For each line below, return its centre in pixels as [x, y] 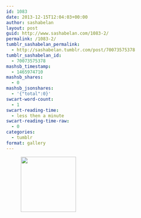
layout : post [22, 28]
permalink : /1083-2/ [31, 39]
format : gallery [26, 143]
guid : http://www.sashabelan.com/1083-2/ [58, 34]
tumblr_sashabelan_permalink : [43, 45]
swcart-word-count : [30, 99]
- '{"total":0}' [31, 94]
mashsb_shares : [25, 77]
